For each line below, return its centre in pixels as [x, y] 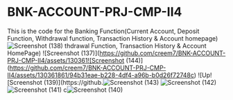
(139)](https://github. [74, 82]
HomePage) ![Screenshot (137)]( [53, 53]
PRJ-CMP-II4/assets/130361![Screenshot [66, 60]
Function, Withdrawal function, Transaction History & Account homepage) [113, 38]
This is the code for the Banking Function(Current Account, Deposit [103, 31]
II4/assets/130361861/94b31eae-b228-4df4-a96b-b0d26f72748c [101, 75]
